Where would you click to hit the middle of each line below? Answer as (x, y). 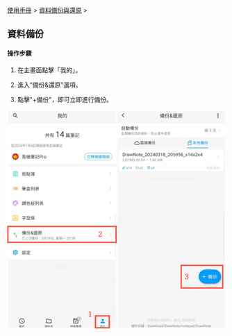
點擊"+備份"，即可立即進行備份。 (65, 99)
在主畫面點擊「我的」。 (49, 70)
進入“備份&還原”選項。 (49, 85)
